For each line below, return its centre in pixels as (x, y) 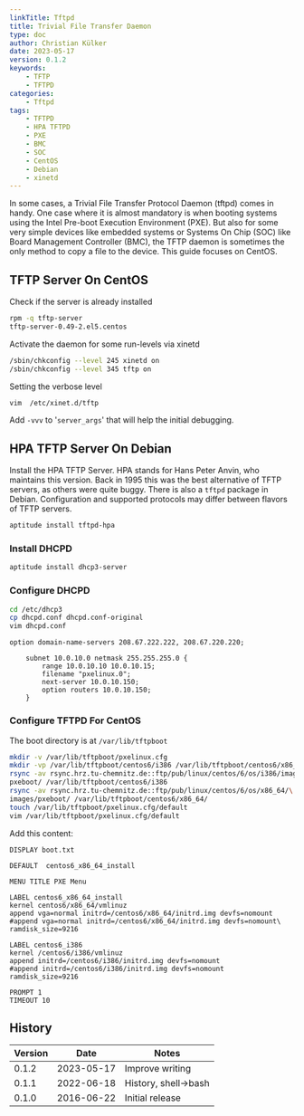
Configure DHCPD (50, 591)
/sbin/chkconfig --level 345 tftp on (81, 369)
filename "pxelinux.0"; (86, 674)
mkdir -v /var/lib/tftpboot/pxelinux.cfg (89, 757)
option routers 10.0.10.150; (97, 690)
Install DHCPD (41, 548)
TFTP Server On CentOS (79, 280)
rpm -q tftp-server (46, 319)
